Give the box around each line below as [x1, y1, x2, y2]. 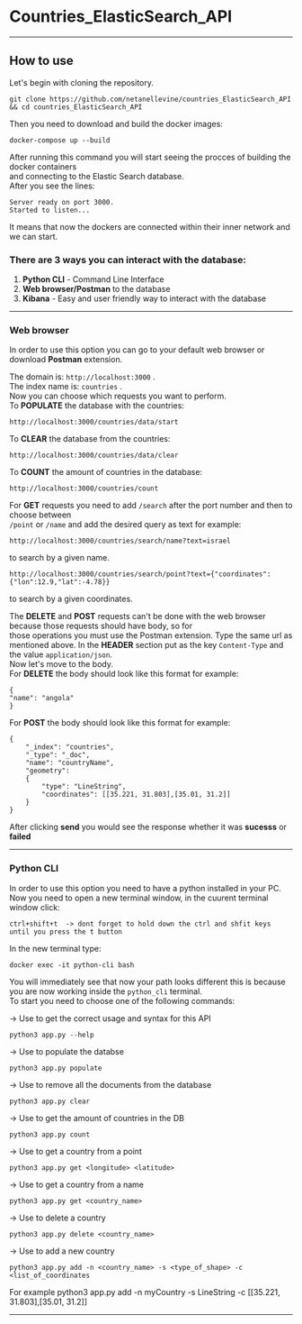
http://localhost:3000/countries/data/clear [9, 451, 179, 461]
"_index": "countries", [25, 743, 115, 752]
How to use [9, 53, 74, 68]
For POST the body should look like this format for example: [9, 717, 231, 728]
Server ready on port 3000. [9, 197, 115, 206]
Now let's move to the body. [9, 659, 114, 670]
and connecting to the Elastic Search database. [9, 170, 184, 181]
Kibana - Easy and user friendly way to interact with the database [22, 293, 267, 304]
